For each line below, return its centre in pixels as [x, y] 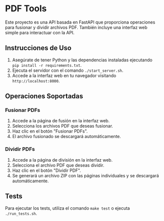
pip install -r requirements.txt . [47, 65]
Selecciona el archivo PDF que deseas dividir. [58, 165]
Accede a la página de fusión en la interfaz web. [61, 121]
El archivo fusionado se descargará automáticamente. [67, 137]
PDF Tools [26, 9]
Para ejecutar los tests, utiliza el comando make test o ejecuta [68, 208]
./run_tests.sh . [21, 213]
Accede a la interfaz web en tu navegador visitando [64, 75]
